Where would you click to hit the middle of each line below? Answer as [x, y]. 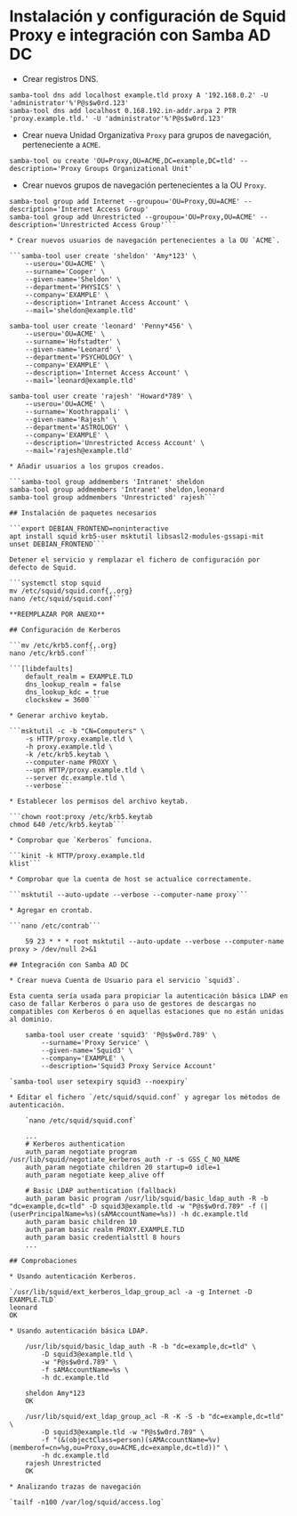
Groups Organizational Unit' [139, 168]
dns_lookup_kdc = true [67, 692]
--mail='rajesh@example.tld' [79, 450]
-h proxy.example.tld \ [69, 746]
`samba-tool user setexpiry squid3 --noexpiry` [99, 1082]
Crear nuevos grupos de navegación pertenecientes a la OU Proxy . [144, 185]
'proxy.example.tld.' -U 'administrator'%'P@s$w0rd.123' [117, 118]
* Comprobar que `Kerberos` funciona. [81, 840]
